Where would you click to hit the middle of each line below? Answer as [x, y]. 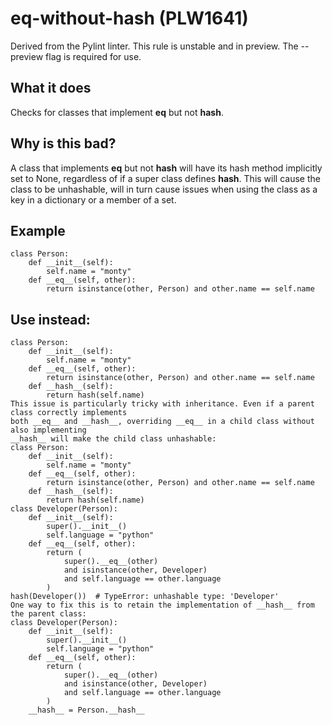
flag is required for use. [93, 56]
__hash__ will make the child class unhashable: [113, 439]
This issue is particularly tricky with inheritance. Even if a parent [162, 404]
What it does [51, 88]
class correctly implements [69, 413]
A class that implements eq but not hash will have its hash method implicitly [166, 168]
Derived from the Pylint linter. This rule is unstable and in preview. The [154, 46]
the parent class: [48, 614]
